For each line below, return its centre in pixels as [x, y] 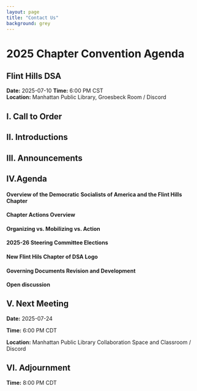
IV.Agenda [27, 179]
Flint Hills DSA [34, 76]
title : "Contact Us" [33, 18]
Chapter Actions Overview [41, 215]
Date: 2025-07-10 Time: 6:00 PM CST [55, 91]
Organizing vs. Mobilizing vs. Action [54, 228]
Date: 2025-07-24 [30, 318]
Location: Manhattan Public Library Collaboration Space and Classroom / [99, 342]
